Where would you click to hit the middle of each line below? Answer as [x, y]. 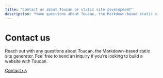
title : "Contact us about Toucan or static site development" [69, 9]
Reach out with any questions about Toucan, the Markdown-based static [78, 51]
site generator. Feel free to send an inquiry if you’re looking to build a [74, 56]
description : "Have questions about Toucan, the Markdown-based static [79, 14]
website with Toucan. [26, 61]
